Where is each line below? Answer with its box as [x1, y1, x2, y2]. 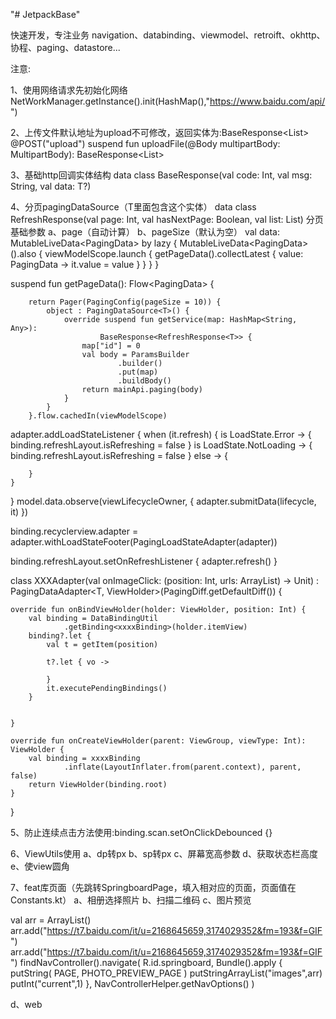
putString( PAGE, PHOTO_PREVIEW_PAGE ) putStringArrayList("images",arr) [10, 967, 323, 979]
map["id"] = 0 [81, 341, 141, 351]
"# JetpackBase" [10, 9, 81, 20]
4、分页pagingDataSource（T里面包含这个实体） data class [10, 201, 257, 213]
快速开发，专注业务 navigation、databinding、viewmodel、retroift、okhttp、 [10, 29, 326, 41]
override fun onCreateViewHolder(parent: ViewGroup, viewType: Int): [10, 736, 307, 746]
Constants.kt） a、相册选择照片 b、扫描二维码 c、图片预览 [10, 894, 252, 906]
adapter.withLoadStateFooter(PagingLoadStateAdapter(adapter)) [10, 536, 278, 548]
